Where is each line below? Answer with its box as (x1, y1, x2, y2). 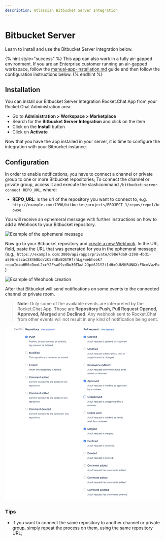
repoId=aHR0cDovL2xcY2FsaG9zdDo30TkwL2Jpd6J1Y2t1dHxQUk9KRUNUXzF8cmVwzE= (5, 262, 160, 268)
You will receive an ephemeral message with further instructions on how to (5, 217, 157, 223)
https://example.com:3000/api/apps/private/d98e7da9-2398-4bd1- (16, 252, 152, 257)
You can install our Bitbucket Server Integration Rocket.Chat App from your (5, 98, 157, 104)
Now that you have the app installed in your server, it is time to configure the (5, 138, 160, 145)
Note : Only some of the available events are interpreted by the (17, 301, 144, 307)
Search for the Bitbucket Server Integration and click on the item (12, 119, 145, 125)
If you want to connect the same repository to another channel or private (12, 519, 160, 525)
